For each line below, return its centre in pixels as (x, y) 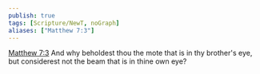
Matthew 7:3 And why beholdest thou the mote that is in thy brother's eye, (130, 53)
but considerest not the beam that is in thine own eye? (98, 61)
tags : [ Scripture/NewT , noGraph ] (64, 23)
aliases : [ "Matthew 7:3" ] (51, 30)
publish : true (32, 16)
